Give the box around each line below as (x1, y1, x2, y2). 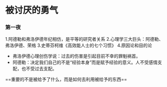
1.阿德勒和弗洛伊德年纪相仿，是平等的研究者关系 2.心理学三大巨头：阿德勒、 (5, 36, 163, 42)
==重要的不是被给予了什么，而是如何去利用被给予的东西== (5, 76, 127, 82)
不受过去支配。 (26, 66, 57, 72)
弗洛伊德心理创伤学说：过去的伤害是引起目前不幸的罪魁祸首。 (12, 53, 141, 59)
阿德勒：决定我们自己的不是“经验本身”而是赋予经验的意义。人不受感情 (12, 59, 158, 65)
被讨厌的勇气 (5, 5, 59, 16)
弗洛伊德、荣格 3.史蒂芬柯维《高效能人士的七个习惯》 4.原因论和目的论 (5, 42, 152, 48)
